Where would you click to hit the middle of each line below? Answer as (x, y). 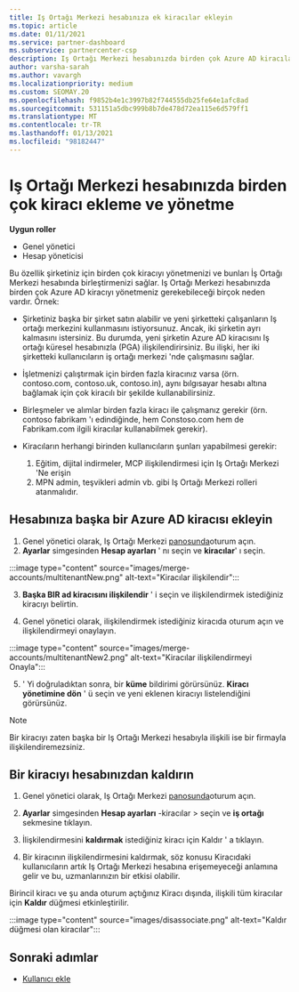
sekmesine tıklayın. (57, 823)
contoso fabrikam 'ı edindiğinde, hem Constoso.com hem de (133, 419)
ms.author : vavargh (45, 76)
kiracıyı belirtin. (50, 604)
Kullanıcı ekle (46, 979)
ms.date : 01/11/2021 (48, 34)
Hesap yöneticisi (53, 255)
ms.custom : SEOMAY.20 (49, 92)
